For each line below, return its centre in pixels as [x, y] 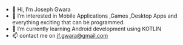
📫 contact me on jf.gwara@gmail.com [60, 36]
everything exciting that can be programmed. [68, 22]
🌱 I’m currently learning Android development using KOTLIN [87, 29]
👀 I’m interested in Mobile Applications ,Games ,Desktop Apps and [95, 16]
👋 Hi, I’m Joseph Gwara [41, 9]
